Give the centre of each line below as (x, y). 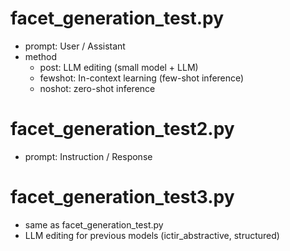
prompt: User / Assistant (75, 46)
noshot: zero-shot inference (97, 88)
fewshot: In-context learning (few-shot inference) (142, 78)
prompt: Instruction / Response (88, 156)
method (41, 56)
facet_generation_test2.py (122, 129)
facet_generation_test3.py (122, 197)
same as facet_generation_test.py (94, 224)
